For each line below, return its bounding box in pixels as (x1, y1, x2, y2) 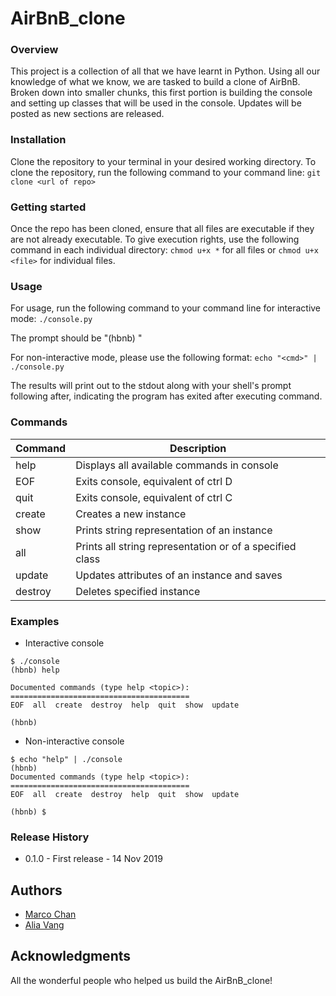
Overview (10, 43, 59, 57)
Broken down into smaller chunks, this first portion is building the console (10, 87, 313, 99)
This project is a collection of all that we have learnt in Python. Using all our (10, 65, 321, 77)
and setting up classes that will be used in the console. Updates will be (10, 97, 302, 109)
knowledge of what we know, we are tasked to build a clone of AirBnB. (10, 76, 301, 88)
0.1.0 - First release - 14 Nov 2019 (24, 853, 163, 865)
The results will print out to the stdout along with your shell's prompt (10, 380, 292, 392)
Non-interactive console (24, 735, 125, 747)
